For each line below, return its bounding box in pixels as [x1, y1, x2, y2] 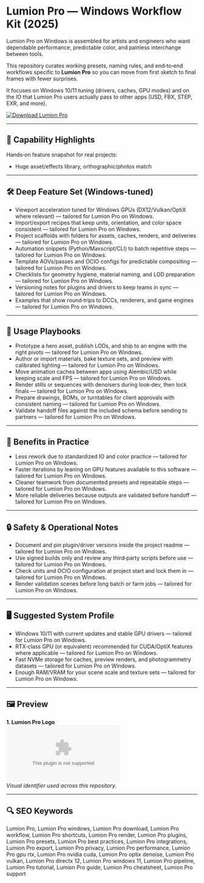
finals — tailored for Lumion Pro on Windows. [15, 387, 129, 395]
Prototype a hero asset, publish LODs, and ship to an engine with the [15, 342, 187, 350]
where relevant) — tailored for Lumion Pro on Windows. [15, 212, 154, 220]
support [6, 870, 26, 878]
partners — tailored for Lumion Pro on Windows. [15, 414, 137, 421]
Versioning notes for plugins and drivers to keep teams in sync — [15, 283, 179, 291]
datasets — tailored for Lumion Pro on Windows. [15, 662, 137, 670]
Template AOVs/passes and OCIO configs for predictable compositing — [15, 257, 197, 265]
